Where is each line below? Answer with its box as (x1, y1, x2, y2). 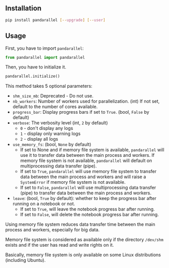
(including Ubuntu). (5, 257, 46, 263)
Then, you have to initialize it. (5, 64, 66, 70)
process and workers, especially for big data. (5, 227, 100, 233)
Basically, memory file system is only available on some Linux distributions (5, 252, 161, 258)
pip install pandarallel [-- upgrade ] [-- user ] (5, 17, 106, 22)
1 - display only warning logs (20, 130, 81, 137)
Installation (5, 4, 42, 13)
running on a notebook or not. (12, 200, 75, 207)
